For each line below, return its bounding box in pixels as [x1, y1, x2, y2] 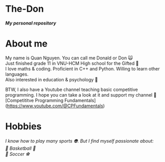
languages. [5, 71, 29, 77]
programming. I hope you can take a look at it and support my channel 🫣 [5, 91, 157, 98]
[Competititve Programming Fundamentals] [5, 97, 96, 103]
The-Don [5, 3, 44, 15]
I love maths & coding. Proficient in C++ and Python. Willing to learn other [5, 65, 160, 72]
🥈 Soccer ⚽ [5, 151, 30, 157]
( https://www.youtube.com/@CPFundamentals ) [5, 103, 105, 109]
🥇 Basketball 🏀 [5, 145, 36, 151]
